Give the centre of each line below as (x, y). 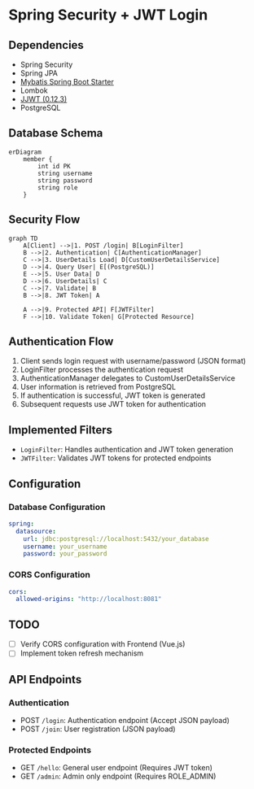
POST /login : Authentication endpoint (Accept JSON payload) (125, 720)
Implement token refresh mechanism (82, 653)
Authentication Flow (61, 342)
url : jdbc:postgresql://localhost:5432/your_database (116, 538)
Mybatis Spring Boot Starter (67, 82)
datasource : (36, 531)
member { (38, 159)
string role (58, 187)
